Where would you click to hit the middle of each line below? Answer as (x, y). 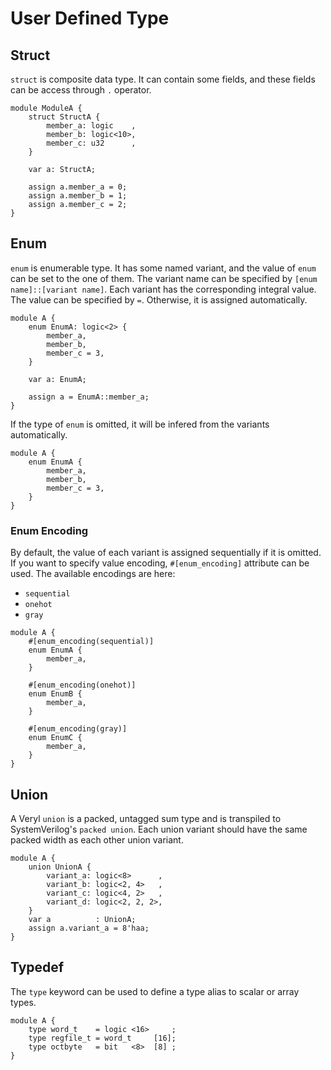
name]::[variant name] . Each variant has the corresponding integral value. (163, 289)
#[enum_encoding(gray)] (78, 729)
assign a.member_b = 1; (78, 196)
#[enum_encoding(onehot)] (82, 685)
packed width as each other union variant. (97, 839)
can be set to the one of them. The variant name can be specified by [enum (164, 278)
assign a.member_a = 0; (78, 187)
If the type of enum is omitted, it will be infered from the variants (140, 424)
